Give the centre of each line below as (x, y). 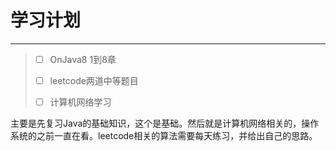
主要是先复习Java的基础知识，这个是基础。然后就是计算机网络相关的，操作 (165, 123)
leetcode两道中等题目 (94, 80)
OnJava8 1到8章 (83, 59)
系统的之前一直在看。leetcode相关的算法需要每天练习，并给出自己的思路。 (164, 136)
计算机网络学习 (80, 102)
